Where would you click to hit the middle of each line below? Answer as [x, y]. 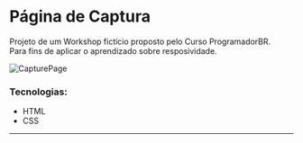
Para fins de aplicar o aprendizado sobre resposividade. [114, 50]
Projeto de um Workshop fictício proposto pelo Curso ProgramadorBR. [140, 41]
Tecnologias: [38, 92]
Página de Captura [80, 17]
